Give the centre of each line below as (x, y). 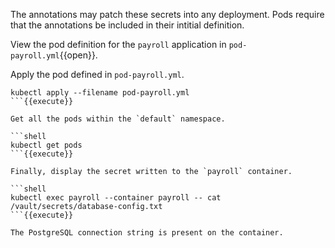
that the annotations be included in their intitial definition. (127, 25)
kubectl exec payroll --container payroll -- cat (116, 198)
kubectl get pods (46, 145)
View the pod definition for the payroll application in (118, 44)
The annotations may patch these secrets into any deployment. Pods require (167, 14)
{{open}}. (78, 55)
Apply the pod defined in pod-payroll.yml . (97, 74)
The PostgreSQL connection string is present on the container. (147, 233)
